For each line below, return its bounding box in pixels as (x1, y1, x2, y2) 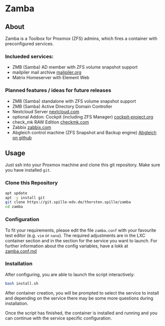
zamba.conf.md (5, 248, 37, 254)
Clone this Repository (5, 179, 58, 186)
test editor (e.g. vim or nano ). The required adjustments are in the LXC (5, 232, 146, 238)
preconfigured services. (5, 41, 54, 47)
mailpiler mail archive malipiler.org (12, 69, 82, 75)
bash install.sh (5, 281, 38, 286)
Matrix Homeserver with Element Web (12, 75, 90, 81)
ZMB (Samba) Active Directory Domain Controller (12, 103, 112, 109)
